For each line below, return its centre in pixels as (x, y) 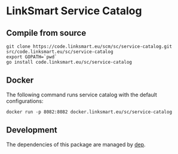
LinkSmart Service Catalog (74, 11)
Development (32, 130)
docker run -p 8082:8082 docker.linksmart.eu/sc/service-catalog (89, 112)
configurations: (25, 101)
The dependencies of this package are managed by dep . (76, 144)
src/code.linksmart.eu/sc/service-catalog (60, 52)
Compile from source (46, 33)
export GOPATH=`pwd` (32, 57)
